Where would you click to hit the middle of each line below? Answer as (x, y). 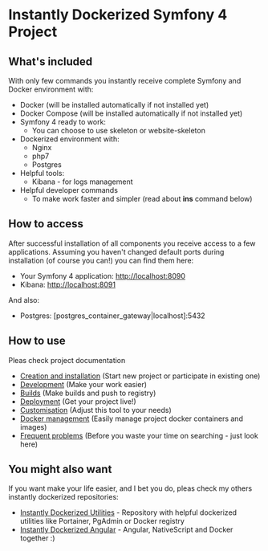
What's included (51, 61)
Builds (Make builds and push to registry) (88, 393)
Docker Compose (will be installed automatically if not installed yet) (131, 113)
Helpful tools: (42, 173)
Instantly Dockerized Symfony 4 (118, 15)
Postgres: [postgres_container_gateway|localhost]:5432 (113, 316)
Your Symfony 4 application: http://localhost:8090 (103, 275)
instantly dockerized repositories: (63, 497)
